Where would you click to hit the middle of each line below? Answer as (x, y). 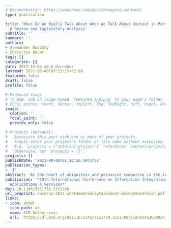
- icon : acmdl (20, 203)
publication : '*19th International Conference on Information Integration (86, 179)
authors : (15, 43)
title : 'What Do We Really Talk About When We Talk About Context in (81, 24)
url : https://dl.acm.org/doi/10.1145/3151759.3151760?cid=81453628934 (88, 217)
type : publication (25, 15)
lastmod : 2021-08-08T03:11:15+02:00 (44, 71)
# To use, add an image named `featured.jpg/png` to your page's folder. (85, 99)
